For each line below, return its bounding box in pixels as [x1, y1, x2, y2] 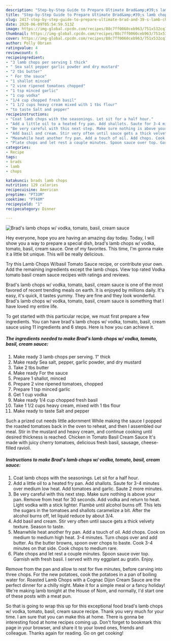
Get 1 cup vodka [13, 392, 47, 398]
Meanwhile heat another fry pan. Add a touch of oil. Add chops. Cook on [13, 529, 165, 535]
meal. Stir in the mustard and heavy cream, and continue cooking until [6, 429, 152, 435]
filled [6, 445, 17, 451]
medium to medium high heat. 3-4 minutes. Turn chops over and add [13, 534, 158, 541]
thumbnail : [6, 31, 29, 36]
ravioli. [17, 445, 31, 451]
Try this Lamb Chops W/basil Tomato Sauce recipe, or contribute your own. [6, 261, 164, 267]
